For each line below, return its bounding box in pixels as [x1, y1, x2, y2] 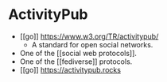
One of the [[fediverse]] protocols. [19, 57, 133, 66]
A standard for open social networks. [31, 39, 153, 49]
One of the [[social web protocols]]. [19, 48, 138, 58]
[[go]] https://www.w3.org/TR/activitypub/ [19, 32, 159, 41]
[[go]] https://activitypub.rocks [19, 65, 122, 74]
